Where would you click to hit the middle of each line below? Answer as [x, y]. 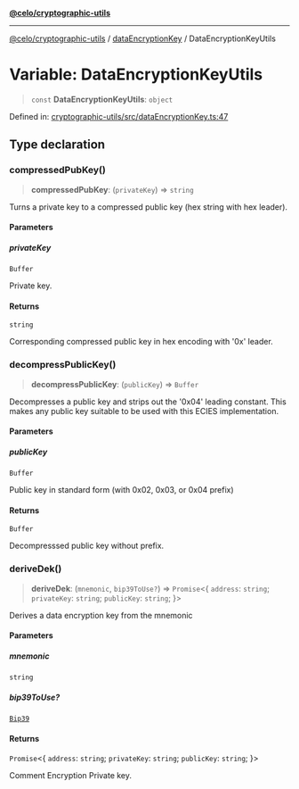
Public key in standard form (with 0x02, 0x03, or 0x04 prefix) [121, 490]
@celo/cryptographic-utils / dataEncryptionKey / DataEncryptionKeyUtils [142, 38]
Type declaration [57, 145]
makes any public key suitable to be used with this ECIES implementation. [144, 411]
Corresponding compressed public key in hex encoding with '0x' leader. [141, 342]
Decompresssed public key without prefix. [87, 546]
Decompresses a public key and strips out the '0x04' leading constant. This [148, 402]
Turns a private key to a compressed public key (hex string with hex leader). [148, 207]
